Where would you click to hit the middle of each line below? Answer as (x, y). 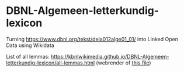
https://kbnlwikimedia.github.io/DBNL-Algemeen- (110, 56)
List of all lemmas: (28, 56)
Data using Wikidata (30, 45)
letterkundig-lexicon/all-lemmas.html (51, 63)
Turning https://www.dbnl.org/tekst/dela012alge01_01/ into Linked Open (92, 39)
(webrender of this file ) (124, 63)
